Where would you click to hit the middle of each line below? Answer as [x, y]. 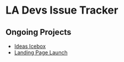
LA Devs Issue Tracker [62, 10]
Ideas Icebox [30, 46]
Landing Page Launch [41, 53]
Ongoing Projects [39, 32]
